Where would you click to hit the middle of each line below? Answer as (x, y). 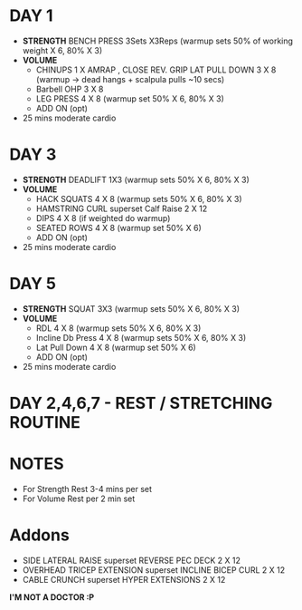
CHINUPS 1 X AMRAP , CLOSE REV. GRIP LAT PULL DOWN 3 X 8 (156, 70)
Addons (39, 535)
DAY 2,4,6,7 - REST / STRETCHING (141, 403)
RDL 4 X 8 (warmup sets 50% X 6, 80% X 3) (118, 328)
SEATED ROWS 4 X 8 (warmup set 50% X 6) (118, 228)
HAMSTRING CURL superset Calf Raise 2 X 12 (122, 208)
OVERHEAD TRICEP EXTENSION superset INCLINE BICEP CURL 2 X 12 (154, 570)
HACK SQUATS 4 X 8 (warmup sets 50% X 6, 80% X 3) (139, 198)
